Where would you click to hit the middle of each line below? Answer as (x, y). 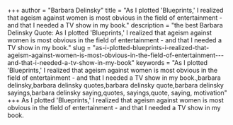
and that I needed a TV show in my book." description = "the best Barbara (115, 25)
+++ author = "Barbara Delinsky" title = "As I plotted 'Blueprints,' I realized (115, 10)
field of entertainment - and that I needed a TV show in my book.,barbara (114, 78)
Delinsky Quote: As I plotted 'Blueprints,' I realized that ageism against (110, 32)
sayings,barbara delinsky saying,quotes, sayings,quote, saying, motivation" (118, 93)
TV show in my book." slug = (49, 48)
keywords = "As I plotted (171, 63)
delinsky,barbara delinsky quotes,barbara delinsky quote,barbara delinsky (116, 85)
